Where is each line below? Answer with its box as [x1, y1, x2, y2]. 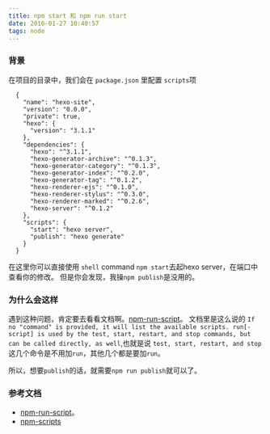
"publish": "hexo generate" [29, 232, 125, 241]
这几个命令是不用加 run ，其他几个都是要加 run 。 [8, 348, 165, 358]
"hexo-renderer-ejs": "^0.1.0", [29, 183, 139, 191]
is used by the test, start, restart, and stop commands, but [37, 330, 251, 338]
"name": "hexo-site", [23, 98, 95, 106]
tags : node [8, 27, 45, 35]
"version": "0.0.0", [23, 105, 92, 113]
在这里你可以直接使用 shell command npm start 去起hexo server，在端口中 [8, 262, 259, 272]
